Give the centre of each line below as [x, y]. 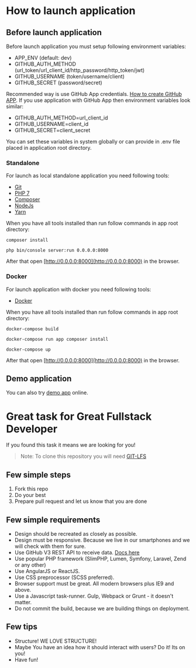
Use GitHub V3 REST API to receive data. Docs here [77, 552]
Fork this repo [31, 489]
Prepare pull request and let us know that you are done [81, 501]
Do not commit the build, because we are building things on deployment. [102, 608]
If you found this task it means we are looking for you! [71, 445]
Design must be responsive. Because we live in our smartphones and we [102, 540]
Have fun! [26, 659]
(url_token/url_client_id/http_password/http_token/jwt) [80, 70]
